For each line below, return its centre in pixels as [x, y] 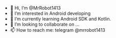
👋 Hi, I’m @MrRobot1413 [36, 8]
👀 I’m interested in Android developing [50, 13]
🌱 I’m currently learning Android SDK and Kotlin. [61, 19]
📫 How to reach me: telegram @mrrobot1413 [58, 30]
